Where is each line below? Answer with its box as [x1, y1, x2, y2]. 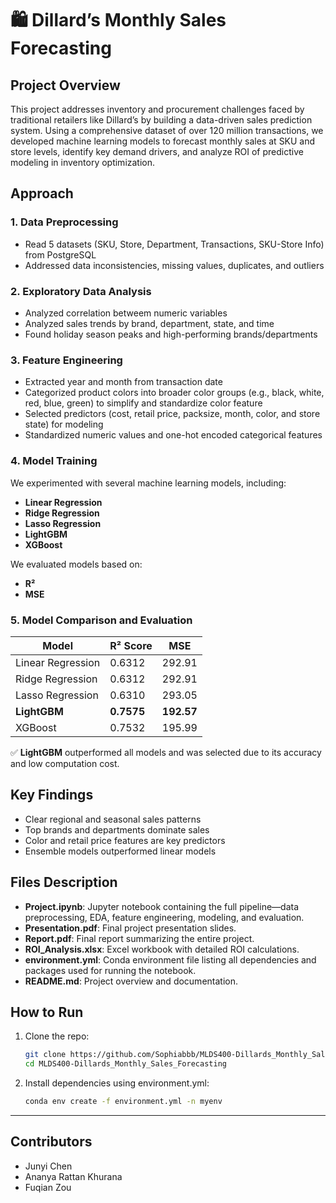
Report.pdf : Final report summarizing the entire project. [24, 932, 255, 944]
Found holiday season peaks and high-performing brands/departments [24, 328, 318, 340]
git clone [24, 1050, 67, 1060]
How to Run [10, 1003, 84, 1021]
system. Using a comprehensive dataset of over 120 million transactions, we [10, 125, 324, 136]
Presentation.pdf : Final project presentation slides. [24, 922, 237, 934]
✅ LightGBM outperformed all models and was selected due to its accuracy [10, 746, 322, 758]
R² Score [109, 638, 153, 652]
